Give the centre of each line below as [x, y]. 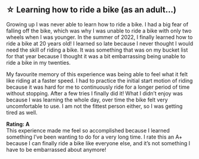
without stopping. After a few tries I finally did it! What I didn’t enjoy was [95, 93]
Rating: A [18, 124]
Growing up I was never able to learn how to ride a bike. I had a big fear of [97, 24]
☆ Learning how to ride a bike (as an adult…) [91, 10]
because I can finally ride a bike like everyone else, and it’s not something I [98, 143]
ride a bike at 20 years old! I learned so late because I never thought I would [100, 43]
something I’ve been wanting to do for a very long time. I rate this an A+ [94, 137]
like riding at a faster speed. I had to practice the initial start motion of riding [99, 80]
